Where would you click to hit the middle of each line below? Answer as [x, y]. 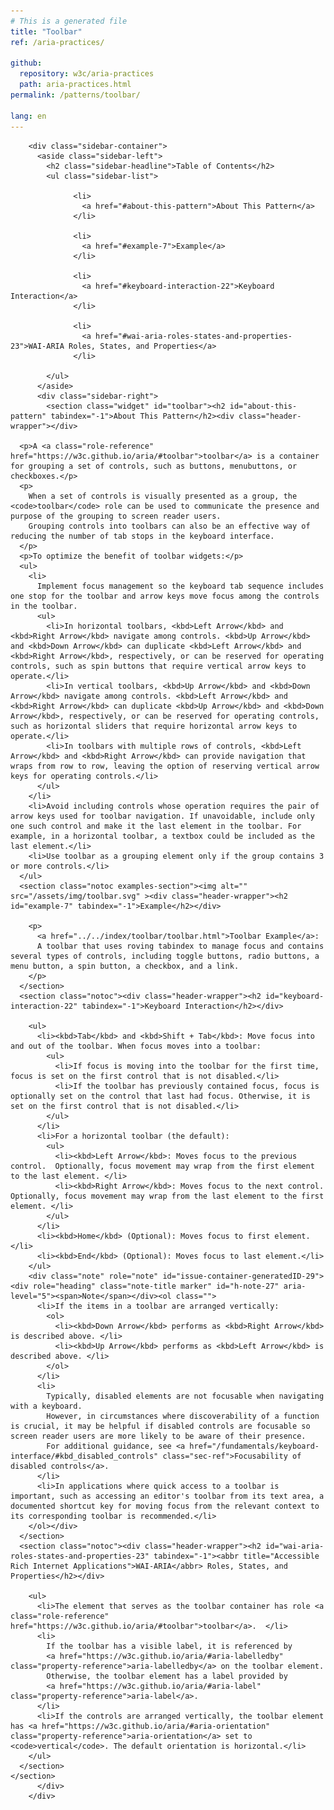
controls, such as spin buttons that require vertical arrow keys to [158, 666]
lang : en [28, 116]
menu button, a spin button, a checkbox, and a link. [125, 966]
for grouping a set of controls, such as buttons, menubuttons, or [154, 466]
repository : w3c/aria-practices [87, 74]
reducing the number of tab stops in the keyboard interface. [142, 536]
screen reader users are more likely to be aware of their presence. [158, 1436]
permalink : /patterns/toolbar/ [75, 95]
